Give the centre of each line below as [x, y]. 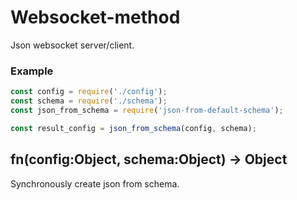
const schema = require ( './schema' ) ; [89, 101]
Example [32, 71]
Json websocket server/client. [72, 45]
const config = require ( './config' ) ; [89, 92]
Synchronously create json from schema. [95, 183]
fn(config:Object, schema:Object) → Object [149, 159]
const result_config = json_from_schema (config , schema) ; [133, 128]
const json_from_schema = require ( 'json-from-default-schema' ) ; [147, 110]
